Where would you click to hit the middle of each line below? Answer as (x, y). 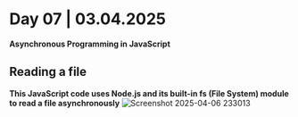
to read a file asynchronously (65, 103)
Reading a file (48, 72)
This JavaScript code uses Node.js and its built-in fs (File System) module (149, 93)
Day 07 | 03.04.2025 (88, 19)
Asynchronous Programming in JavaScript (90, 44)
